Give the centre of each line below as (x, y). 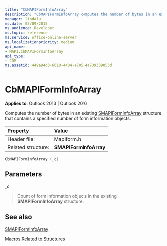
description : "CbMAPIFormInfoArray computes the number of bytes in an (81, 14)
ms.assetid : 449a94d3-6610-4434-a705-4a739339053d (59, 65)
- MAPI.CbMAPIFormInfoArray (34, 51)
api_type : (15, 56)
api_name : (15, 47)
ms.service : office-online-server (41, 38)
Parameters (24, 174)
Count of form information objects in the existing (67, 196)
